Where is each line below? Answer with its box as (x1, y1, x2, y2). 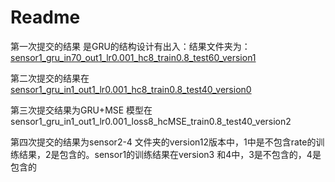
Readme (10, 6, 81, 29)
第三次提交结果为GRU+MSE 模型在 (10, 104, 153, 116)
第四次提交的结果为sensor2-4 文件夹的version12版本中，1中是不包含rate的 (10, 136, 317, 148)
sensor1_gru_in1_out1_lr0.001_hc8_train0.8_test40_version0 (10, 83, 252, 95)
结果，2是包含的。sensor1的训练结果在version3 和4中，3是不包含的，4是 (18, 148, 322, 160)
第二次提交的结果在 (10, 72, 90, 84)
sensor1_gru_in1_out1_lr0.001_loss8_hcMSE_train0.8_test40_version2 (10, 115, 292, 127)
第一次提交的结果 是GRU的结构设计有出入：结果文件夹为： (10, 40, 251, 52)
